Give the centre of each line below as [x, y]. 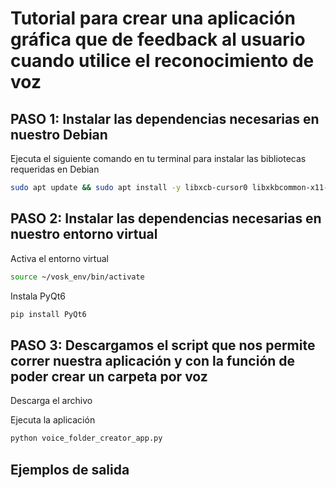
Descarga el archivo [51, 401]
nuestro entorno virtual [84, 234]
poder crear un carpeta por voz [109, 376]
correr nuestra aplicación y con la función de [153, 360]
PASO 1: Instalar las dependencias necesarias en [165, 118]
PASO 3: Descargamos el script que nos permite [163, 345]
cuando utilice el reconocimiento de [162, 61]
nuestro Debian [59, 134]
